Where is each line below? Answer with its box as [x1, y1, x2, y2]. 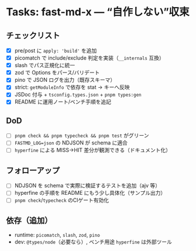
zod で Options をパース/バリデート [14, 69, 100, 76]
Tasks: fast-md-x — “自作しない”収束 [6, 5, 190, 19]
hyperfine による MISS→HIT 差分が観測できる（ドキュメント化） [14, 147, 171, 154]
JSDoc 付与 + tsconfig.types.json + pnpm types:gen [14, 91, 142, 98]
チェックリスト [6, 30, 60, 40]
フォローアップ [6, 165, 60, 176]
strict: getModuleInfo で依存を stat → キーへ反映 [14, 84, 130, 91]
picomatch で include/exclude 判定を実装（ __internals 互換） [14, 54, 165, 61]
